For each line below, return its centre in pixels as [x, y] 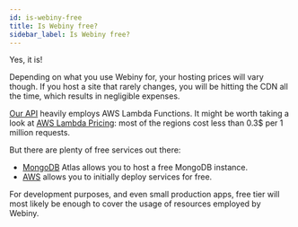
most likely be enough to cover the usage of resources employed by [135, 204]
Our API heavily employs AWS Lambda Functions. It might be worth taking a [149, 114]
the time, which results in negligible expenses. [95, 96]
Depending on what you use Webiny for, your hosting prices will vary [137, 77]
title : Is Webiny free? [54, 26]
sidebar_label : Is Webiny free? [70, 34]
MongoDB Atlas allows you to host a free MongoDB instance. [135, 168]
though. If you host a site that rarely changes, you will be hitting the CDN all [149, 87]
